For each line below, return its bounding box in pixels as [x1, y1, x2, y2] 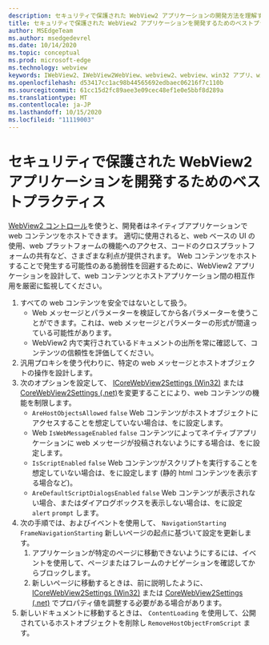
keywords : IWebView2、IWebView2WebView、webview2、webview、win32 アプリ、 [8, 71, 257, 79]
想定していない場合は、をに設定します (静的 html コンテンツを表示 [31, 467, 251, 477]
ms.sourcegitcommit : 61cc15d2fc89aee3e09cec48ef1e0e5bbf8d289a [8, 86, 224, 94]
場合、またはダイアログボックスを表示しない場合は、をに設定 [38, 498, 243, 507]
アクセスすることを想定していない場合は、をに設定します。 [31, 418, 228, 427]
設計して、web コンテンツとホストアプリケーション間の [50, 270, 235, 280]
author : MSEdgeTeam [8, 26, 74, 34]
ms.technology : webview [8, 64, 88, 72]
